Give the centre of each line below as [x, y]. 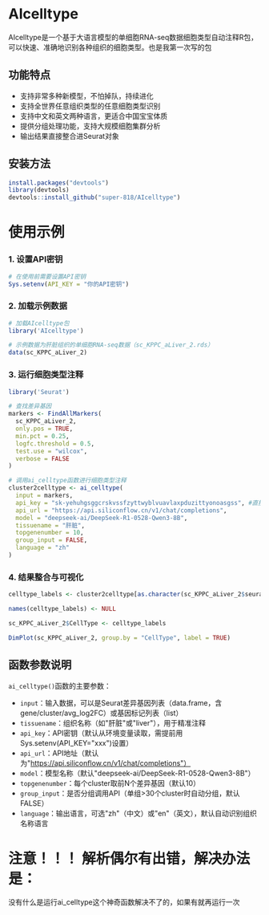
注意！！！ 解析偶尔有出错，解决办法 [129, 858]
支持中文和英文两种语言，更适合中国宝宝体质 [94, 116]
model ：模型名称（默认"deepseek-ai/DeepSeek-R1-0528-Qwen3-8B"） [137, 773]
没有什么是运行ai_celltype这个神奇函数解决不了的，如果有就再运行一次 [124, 902]
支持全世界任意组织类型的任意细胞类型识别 [90, 106]
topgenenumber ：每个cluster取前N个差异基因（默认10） [110, 783]
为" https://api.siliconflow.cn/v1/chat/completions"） [105, 762]
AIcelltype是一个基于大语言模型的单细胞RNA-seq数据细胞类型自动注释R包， [133, 37]
